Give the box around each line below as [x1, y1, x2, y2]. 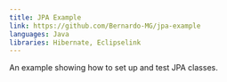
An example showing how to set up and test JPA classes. [9, 62, 218, 73]
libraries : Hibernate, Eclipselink [9, 37, 142, 47]
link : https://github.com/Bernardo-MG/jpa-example [9, 21, 201, 30]
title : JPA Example [9, 12, 82, 22]
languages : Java [9, 29, 69, 38]
